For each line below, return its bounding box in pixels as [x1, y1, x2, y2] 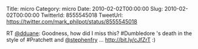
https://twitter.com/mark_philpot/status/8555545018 [6, 18, 138, 25]
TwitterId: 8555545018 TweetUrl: [40, 11, 123, 19]
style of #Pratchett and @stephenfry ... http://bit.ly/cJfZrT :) [6, 36, 156, 43]
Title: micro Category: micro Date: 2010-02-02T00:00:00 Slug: [6, 5, 163, 12]
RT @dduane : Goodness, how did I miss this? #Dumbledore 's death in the [6, 30, 193, 37]
